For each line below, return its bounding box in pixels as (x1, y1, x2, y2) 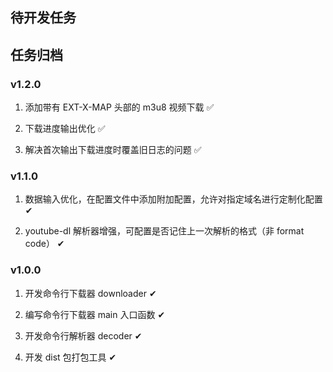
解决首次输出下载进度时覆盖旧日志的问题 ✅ (24, 144, 202, 156)
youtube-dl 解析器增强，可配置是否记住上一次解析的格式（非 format (24, 225, 305, 237)
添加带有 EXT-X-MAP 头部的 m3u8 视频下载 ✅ (24, 101, 215, 113)
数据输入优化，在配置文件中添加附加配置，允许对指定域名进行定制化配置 (24, 193, 323, 205)
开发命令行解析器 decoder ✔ (24, 329, 143, 342)
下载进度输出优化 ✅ (24, 123, 106, 135)
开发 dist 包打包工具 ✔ (24, 351, 117, 363)
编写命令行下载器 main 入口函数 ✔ (24, 308, 166, 320)
